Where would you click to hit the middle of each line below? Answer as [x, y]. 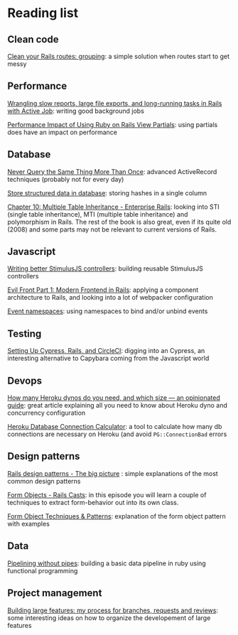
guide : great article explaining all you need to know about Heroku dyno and [117, 406]
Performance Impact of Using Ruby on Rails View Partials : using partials [113, 124]
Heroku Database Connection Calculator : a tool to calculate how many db [115, 427]
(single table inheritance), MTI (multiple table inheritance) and [98, 214]
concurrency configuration [47, 413]
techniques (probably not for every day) [66, 179]
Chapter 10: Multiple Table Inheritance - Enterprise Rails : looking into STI [114, 207]
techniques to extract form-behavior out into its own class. [93, 502]
